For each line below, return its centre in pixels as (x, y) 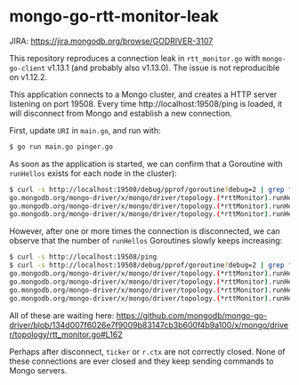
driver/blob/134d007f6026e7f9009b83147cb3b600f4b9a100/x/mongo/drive (149, 325)
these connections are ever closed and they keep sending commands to (141, 361)
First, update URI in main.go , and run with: (85, 130)
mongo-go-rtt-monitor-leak (114, 16)
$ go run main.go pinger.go (61, 147)
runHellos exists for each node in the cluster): (93, 173)
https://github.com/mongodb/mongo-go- (192, 315)
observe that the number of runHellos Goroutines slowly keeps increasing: (146, 241)
